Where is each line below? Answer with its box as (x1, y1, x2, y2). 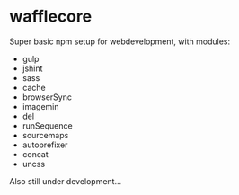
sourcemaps (22, 129, 69, 140)
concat (22, 148, 49, 159)
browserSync (22, 92, 72, 102)
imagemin (22, 101, 59, 111)
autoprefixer (22, 139, 68, 150)
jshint (22, 63, 43, 74)
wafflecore (9, 6, 93, 27)
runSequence (22, 120, 74, 131)
